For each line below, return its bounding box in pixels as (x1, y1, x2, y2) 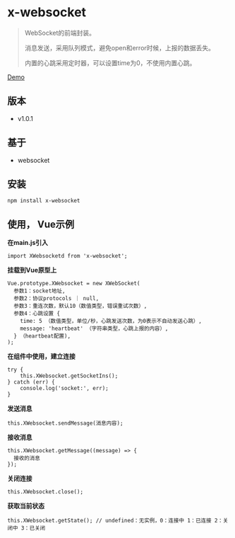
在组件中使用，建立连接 (7, 352, 76, 361)
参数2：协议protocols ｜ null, (13, 295, 100, 302)
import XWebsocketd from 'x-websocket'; (7, 253, 128, 260)
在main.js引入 (7, 239, 48, 247)
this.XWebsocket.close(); (7, 488, 83, 496)
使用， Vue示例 (7, 218, 75, 230)
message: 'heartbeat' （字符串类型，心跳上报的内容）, (20, 325, 169, 333)
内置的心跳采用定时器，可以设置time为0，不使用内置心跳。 (24, 58, 196, 67)
